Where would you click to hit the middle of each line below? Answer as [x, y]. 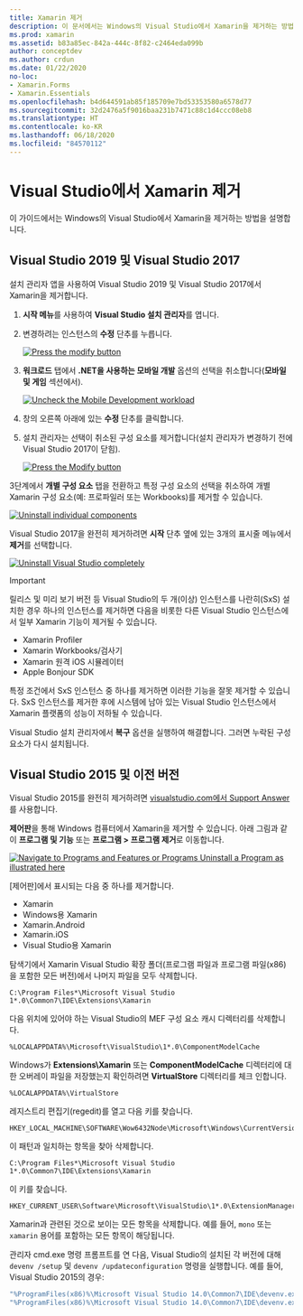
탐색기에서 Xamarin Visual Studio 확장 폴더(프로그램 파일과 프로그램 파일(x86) [148, 965]
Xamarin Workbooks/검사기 [73, 650]
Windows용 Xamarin [60, 915]
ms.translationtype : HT [54, 118]
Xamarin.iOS [46, 935]
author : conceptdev [46, 51]
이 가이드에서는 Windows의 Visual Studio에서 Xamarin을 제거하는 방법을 [138, 218]
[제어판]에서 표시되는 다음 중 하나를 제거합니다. [92, 886]
